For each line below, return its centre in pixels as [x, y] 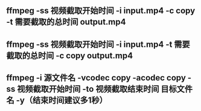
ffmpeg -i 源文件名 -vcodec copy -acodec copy [96, 78]
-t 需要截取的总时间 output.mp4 [66, 22]
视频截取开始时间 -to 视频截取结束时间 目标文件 [105, 89]
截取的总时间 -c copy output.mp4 [70, 55]
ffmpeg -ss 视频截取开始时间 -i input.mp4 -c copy [101, 11]
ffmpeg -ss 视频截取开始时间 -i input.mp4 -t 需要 [98, 44]
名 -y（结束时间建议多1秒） [57, 100]
